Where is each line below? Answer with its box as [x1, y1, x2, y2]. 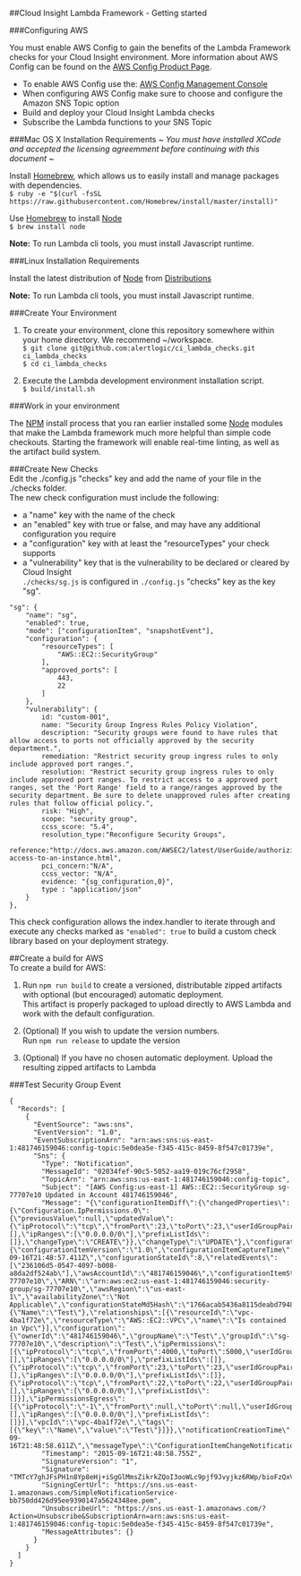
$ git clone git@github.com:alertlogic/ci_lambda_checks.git [21, 344, 256, 353]
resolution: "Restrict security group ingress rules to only [41, 767, 275, 776]
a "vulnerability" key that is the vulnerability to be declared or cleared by [21, 557, 289, 568]
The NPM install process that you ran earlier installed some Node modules [9, 418, 284, 428]
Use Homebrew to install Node [9, 213, 123, 223]
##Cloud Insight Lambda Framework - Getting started [9, 8, 208, 18]
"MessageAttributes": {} [41, 1528, 134, 1537]
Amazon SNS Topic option [21, 98, 120, 108]
